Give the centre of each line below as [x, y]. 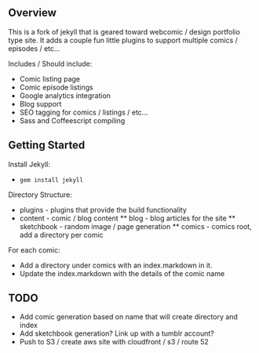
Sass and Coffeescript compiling [72, 120]
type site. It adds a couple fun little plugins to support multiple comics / [123, 40]
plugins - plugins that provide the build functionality [103, 209]
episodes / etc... [34, 48]
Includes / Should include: [50, 64]
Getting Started [47, 146]
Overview [33, 13]
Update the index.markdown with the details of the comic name [122, 273]
